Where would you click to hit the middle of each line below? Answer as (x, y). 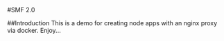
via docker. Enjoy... (34, 30)
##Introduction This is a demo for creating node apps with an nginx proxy (112, 23)
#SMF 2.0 (21, 10)
